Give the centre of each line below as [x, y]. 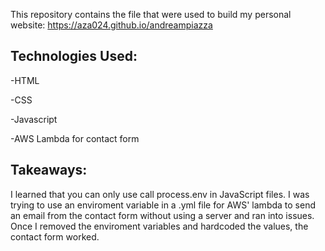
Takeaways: [49, 170]
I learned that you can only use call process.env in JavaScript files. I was [160, 194]
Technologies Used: [74, 56]
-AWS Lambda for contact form [75, 138]
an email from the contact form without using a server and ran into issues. [162, 215]
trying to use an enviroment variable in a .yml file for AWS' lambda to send [163, 205]
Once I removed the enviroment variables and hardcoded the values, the [159, 226]
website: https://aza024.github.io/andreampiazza [111, 25]
